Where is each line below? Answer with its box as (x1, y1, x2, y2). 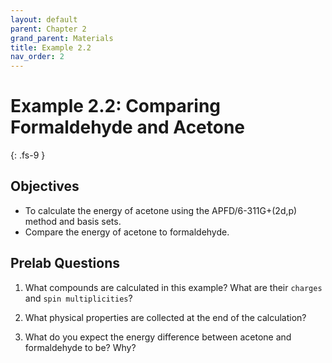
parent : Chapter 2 (10, 24, 87, 34)
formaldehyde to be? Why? (24, 341, 137, 353)
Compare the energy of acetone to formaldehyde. (24, 226, 230, 238)
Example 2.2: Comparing (10, 95, 222, 118)
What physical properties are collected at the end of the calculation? (24, 311, 307, 323)
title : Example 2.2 (10, 42, 92, 53)
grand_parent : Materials (10, 33, 114, 43)
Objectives (10, 178, 80, 195)
